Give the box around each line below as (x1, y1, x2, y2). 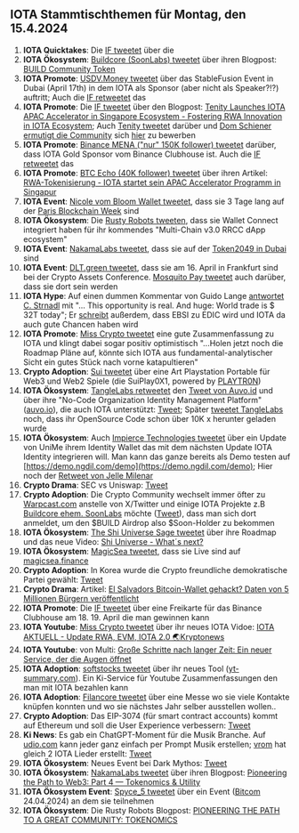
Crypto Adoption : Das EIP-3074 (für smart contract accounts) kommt (22, 710, 279, 721)
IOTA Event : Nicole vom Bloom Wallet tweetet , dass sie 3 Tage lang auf (22, 196, 285, 206)
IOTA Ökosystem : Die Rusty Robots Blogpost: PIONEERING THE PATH (22, 805, 280, 815)
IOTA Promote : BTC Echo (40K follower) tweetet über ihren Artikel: (22, 167, 268, 178)
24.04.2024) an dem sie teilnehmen (22, 796, 155, 806)
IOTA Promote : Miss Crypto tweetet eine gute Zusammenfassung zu (22, 328, 275, 339)
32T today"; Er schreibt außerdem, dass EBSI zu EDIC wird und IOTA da (22, 309, 286, 319)
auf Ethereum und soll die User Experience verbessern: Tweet (22, 720, 252, 731)
